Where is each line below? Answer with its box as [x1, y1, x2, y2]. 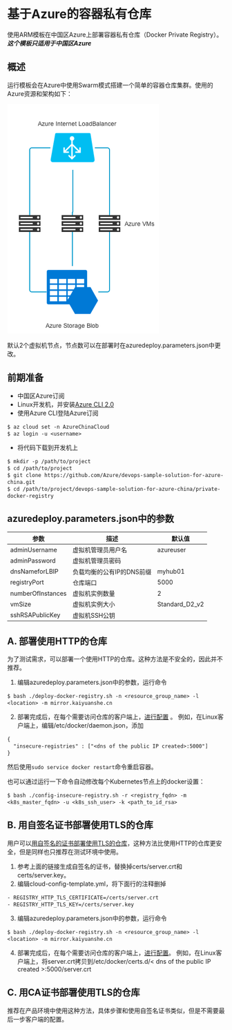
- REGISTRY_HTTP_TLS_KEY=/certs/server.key [7, 901, 135, 908]
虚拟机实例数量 [72, 590, 115, 598]
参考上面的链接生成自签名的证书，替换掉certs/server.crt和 [17, 862, 183, 871]
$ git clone [7, 472, 41, 478]
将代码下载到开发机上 [17, 443, 78, 451]
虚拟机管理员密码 [72, 556, 122, 565]
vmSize [10, 600, 32, 608]
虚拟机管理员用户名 [72, 546, 128, 554]
